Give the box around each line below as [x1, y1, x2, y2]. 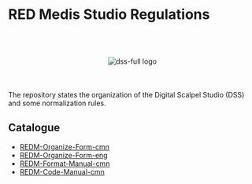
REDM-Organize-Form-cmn [19, 142, 110, 151]
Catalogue [8, 121, 61, 134]
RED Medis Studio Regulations [8, 6, 210, 24]
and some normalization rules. [8, 98, 106, 108]
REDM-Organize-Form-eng [19, 150, 108, 160]
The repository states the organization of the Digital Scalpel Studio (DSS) [8, 90, 245, 99]
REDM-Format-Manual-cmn [19, 159, 110, 168]
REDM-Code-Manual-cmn [19, 167, 105, 176]
